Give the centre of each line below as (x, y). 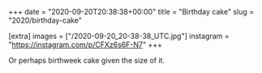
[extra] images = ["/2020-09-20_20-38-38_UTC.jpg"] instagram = (119, 36)
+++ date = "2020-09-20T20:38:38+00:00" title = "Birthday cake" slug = (131, 12)
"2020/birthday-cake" (45, 20)
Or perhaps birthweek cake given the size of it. (86, 60)
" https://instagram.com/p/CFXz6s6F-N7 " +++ (85, 45)
